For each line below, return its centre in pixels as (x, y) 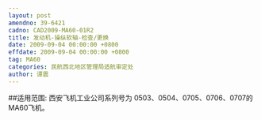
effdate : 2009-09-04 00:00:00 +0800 (69, 52)
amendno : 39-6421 (37, 23)
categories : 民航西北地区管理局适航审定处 (71, 67)
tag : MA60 (25, 60)
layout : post (30, 15)
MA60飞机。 (29, 107)
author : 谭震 (29, 74)
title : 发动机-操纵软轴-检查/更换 (59, 37)
